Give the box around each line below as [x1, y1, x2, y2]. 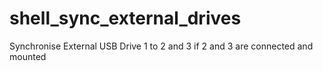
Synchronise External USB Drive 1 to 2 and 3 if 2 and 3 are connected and [9, 40, 314, 52]
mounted [9, 50, 47, 62]
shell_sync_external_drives [9, 7, 242, 30]
